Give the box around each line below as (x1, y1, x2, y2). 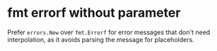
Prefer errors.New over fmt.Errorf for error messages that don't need (7, 28, 211, 36)
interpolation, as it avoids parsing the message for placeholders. (7, 35, 194, 43)
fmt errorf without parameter (7, 5, 181, 21)
